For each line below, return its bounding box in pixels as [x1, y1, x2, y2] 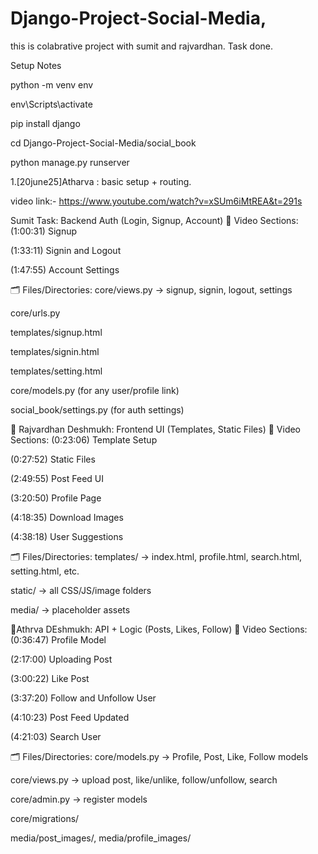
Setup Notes [10, 59, 62, 71]
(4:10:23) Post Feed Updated [10, 711, 130, 723]
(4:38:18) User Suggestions [10, 530, 124, 542]
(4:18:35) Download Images [10, 511, 124, 523]
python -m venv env [10, 78, 94, 91]
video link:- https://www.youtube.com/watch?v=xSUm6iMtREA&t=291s [10, 195, 303, 207]
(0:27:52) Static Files [10, 453, 96, 465]
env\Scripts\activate [10, 98, 93, 110]
